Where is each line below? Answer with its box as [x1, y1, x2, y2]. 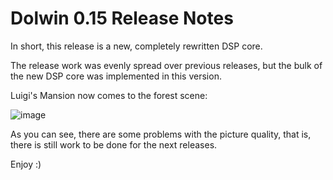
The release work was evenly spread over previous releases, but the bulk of [10, 59, 323, 71]
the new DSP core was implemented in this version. [10, 70, 222, 82]
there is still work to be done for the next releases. [10, 138, 218, 151]
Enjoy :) [10, 158, 42, 170]
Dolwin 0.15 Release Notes [10, 7, 234, 30]
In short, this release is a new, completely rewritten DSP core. [10, 40, 263, 52]
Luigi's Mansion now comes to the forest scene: [10, 89, 208, 101]
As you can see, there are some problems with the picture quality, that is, [10, 128, 312, 140]
